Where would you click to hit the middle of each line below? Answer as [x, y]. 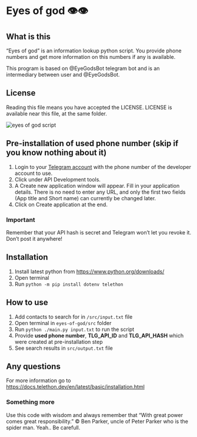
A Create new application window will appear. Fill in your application [97, 186]
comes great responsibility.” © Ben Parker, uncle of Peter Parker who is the [97, 421]
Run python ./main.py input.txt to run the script [74, 329]
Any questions [33, 366]
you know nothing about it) [56, 153]
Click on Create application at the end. [61, 204]
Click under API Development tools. [58, 179]
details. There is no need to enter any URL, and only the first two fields [100, 192]
